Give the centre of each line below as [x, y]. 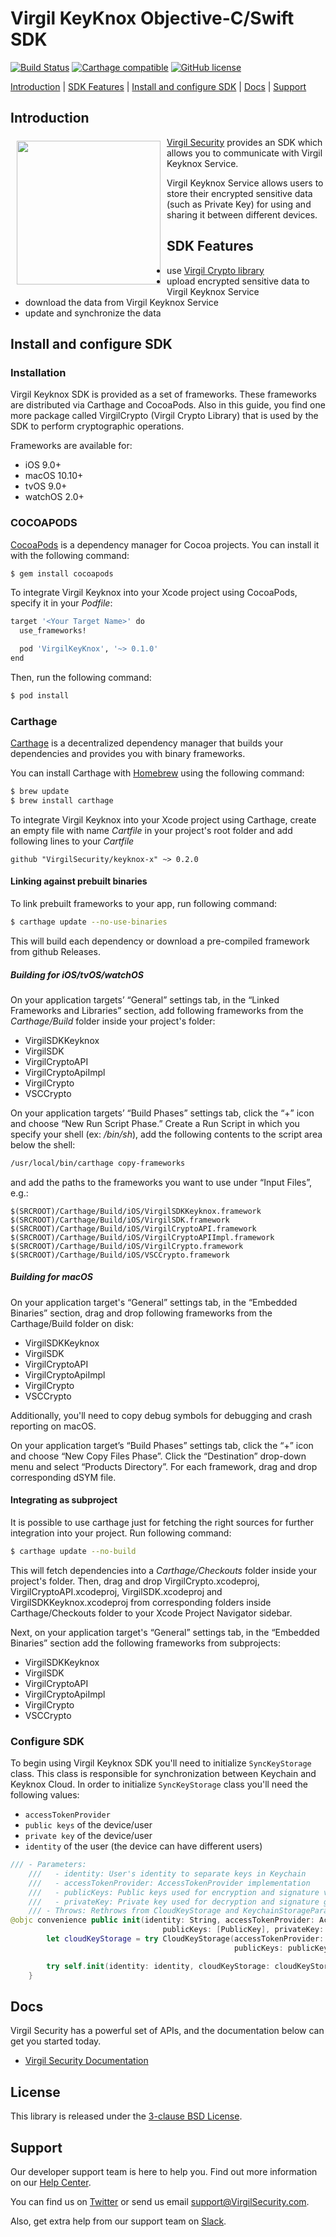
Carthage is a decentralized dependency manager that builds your [147, 743]
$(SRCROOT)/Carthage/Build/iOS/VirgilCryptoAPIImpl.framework [142, 1237]
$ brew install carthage [62, 800]
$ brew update [40, 792]
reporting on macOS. [53, 1426]
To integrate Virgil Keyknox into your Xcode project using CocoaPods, [154, 593]
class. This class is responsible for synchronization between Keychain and [163, 1774]
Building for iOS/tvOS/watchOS [77, 974]
